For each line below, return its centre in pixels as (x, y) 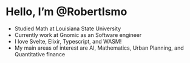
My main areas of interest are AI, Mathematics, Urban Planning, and (99, 48)
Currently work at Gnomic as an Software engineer (78, 35)
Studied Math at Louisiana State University (68, 28)
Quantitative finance (40, 54)
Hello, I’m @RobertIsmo (66, 12)
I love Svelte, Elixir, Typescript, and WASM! (68, 41)
